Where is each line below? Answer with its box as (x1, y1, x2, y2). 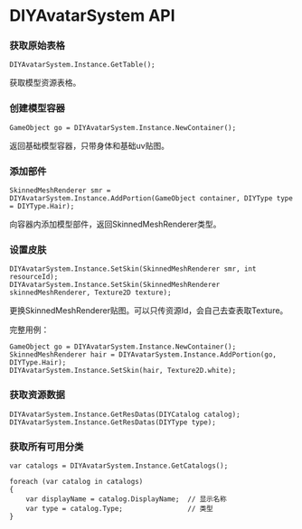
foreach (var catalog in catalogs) (9, 477, 144, 486)
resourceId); (9, 273, 59, 282)
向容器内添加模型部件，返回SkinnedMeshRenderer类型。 (9, 218, 222, 230)
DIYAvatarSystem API (9, 5, 175, 26)
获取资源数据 (9, 389, 66, 402)
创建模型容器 (9, 102, 66, 115)
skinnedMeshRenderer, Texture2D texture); (9, 288, 172, 298)
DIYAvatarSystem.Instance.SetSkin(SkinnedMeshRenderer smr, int (9, 264, 257, 274)
